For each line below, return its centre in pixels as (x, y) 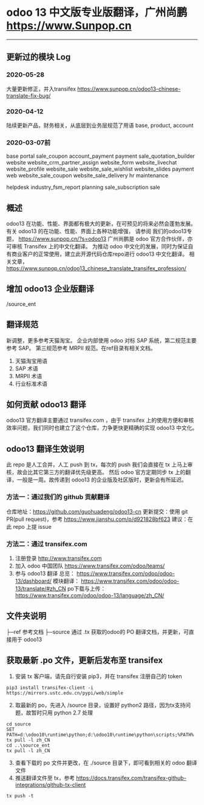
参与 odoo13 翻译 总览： (45, 573)
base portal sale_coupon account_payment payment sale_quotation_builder (101, 156)
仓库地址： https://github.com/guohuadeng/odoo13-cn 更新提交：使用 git (97, 511)
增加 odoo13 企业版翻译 (50, 289)
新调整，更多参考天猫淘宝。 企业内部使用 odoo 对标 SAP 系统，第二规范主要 (102, 340)
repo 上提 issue (32, 526)
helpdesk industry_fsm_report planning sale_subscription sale (83, 187)
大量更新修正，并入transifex (41, 89)
